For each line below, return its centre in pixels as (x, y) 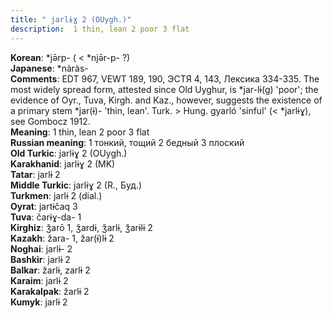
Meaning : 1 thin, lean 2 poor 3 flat (80, 132)
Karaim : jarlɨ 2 (39, 280)
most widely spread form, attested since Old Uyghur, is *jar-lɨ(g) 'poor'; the (164, 89)
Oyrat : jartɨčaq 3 (44, 206)
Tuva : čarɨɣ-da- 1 (46, 217)
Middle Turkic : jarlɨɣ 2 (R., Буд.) (76, 185)
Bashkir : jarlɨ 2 (40, 259)
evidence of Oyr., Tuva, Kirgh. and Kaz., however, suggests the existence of (166, 100)
